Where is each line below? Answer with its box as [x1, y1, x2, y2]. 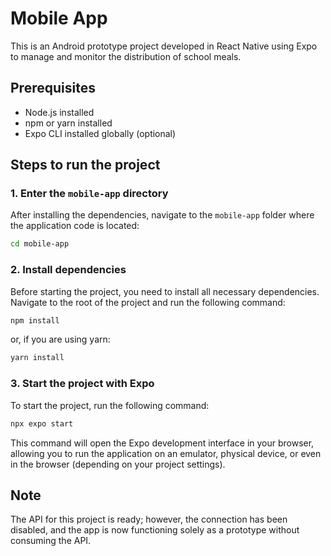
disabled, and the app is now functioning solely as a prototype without [10, 524, 300, 536]
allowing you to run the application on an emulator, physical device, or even [10, 447, 322, 459]
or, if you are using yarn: [10, 333, 111, 346]
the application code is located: [10, 220, 140, 232]
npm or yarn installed [24, 117, 113, 129]
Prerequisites [10, 80, 96, 97]
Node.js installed [24, 106, 95, 118]
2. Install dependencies [10, 263, 127, 277]
